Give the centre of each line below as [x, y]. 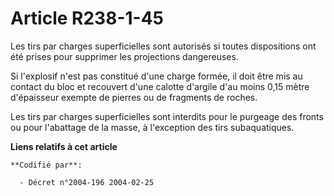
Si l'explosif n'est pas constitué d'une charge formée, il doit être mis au [156, 76]
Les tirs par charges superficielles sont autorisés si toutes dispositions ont [163, 46]
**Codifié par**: [46, 165]
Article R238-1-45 [87, 18]
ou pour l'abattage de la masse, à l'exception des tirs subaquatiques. [152, 127]
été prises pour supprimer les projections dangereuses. [124, 56]
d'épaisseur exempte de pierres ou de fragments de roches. [134, 97]
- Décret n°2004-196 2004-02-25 [87, 182]
